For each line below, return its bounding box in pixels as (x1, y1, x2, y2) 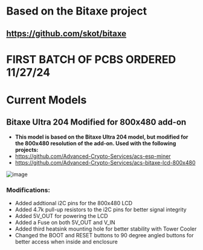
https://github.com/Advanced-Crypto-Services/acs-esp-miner (14, 153, 171, 160)
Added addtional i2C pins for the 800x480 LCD (14, 200, 133, 207)
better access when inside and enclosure (14, 238, 118, 246)
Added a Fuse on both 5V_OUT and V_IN (14, 219, 116, 226)
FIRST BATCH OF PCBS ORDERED (6, 53, 176, 66)
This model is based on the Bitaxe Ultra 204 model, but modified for (14, 133, 188, 140)
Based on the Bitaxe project (6, 4, 147, 18)
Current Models (6, 93, 87, 107)
